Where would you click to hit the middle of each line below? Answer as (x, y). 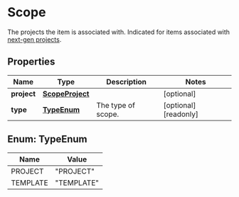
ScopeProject (66, 94)
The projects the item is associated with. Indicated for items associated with (118, 32)
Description (127, 81)
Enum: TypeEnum (47, 139)
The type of (115, 105)
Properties (31, 62)
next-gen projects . (34, 39)
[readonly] (181, 114)
